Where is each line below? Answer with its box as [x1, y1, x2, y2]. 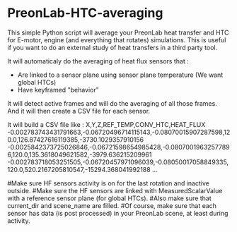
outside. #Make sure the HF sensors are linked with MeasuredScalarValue [7, 186, 223, 195]
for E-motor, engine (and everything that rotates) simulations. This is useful [7, 35, 226, 44]
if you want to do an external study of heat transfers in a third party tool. [7, 43, 218, 51]
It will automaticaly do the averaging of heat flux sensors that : [7, 56, 189, 65]
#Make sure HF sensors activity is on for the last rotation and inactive [7, 178, 210, 188]
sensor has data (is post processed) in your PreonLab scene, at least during [7, 209, 229, 217]
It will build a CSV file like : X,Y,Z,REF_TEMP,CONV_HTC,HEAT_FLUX [7, 120, 206, 128]
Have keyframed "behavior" [17, 85, 99, 94]
